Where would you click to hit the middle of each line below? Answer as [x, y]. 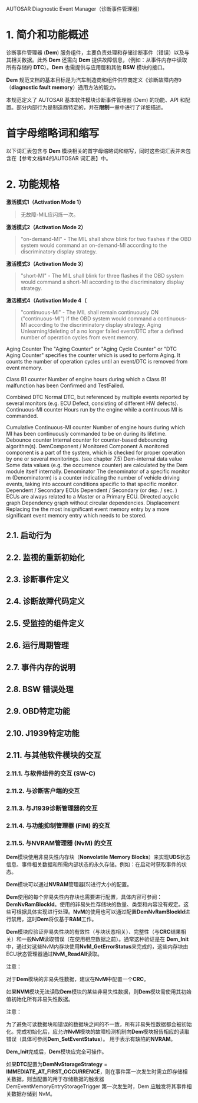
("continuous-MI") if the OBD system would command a [88, 319]
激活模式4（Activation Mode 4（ [47, 300]
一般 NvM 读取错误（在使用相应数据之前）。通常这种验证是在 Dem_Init [105, 939]
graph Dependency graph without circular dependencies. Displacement [93, 503]
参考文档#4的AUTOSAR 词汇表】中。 [66, 158]
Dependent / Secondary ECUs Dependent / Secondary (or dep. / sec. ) [92, 490]
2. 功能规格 [33, 184]
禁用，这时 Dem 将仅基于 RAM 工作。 [54, 919]
